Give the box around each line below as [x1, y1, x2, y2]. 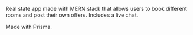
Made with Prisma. [5, 24, 53, 30]
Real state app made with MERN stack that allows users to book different [5, 5, 187, 12]
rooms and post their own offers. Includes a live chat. [5, 11, 139, 19]
